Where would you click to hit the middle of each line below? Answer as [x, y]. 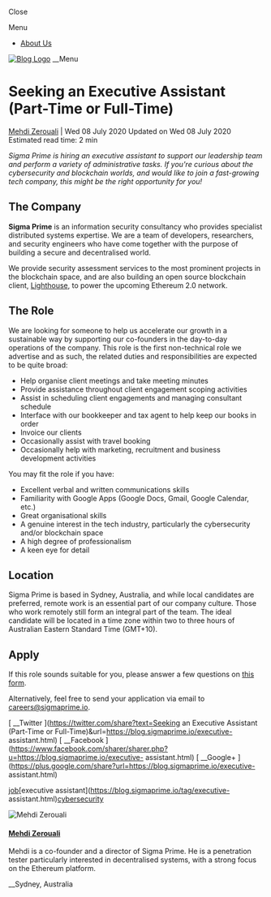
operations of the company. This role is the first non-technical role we [125, 347]
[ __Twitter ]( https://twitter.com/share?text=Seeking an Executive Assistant [133, 723]
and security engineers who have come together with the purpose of [123, 243]
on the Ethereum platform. [52, 869]
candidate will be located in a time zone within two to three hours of [122, 620]
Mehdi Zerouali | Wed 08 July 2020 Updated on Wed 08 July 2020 [120, 131]
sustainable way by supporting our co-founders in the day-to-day [118, 339]
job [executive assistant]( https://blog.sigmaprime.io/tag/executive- [119, 791]
